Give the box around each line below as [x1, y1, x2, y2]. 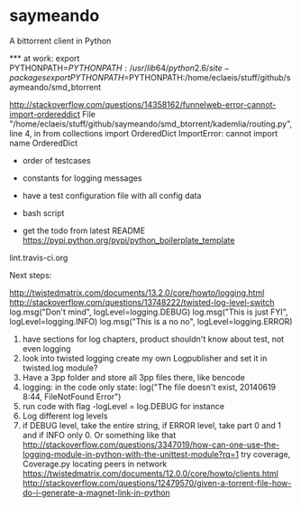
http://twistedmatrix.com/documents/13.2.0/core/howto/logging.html [9, 286, 265, 298]
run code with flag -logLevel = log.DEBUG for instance [22, 400, 225, 411]
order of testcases [22, 155, 92, 165]
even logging [22, 343, 71, 353]
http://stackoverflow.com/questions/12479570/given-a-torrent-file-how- [22, 477, 292, 488]
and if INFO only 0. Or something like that [22, 429, 177, 440]
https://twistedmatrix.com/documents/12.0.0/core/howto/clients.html [22, 467, 279, 479]
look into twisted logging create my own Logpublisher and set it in [22, 352, 268, 363]
